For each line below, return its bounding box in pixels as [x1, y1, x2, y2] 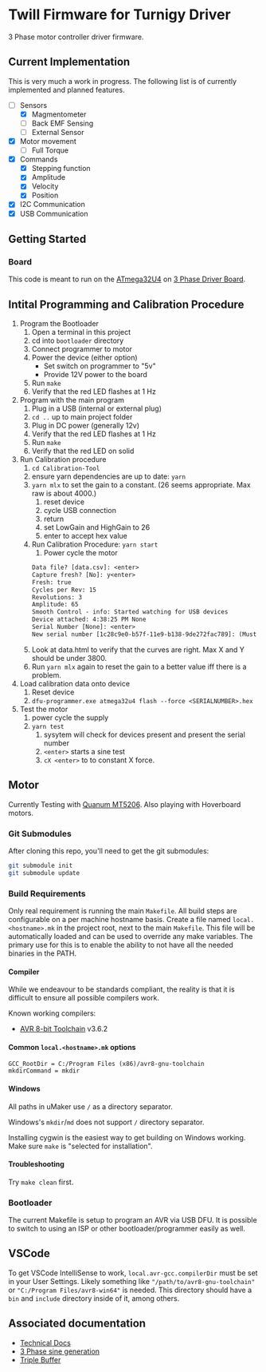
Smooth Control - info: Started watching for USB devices [31, 608, 229, 616]
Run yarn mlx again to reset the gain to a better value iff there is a [31, 662, 247, 671]
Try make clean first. [8, 1177, 74, 1187]
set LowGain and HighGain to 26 [43, 523, 151, 532]
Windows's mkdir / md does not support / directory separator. [8, 1117, 205, 1127]
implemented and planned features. [8, 85, 125, 94]
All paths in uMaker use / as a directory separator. [8, 1101, 173, 1112]
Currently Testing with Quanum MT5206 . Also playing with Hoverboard [8, 799, 241, 809]
